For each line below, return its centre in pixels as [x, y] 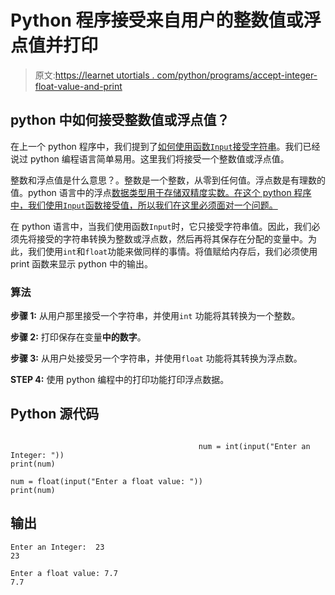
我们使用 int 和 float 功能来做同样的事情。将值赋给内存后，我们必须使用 [172, 251]
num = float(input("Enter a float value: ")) [106, 481]
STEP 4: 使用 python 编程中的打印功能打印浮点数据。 [120, 380]
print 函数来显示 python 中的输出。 [81, 263]
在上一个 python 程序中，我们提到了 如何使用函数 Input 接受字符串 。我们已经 [165, 146]
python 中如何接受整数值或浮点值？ [120, 120]
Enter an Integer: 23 [57, 547]
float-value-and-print [78, 86]
